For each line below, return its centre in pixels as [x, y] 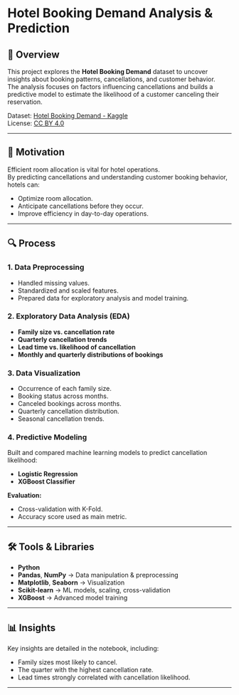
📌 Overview [33, 54]
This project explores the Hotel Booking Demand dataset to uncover [108, 72]
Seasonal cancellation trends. [61, 419]
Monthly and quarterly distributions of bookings [90, 355]
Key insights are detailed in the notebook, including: [83, 649]
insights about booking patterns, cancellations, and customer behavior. [111, 79]
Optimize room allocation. [55, 198]
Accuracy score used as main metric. [72, 517]
